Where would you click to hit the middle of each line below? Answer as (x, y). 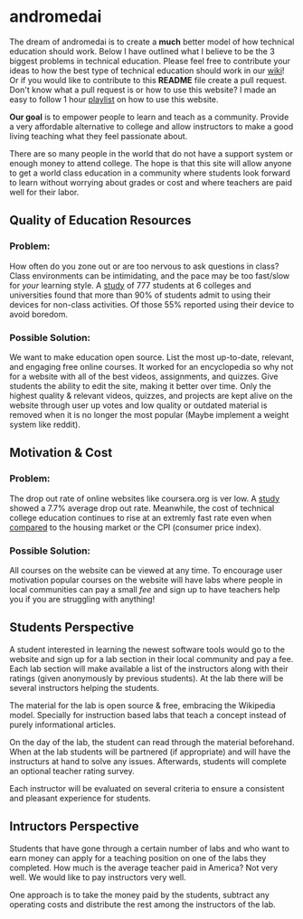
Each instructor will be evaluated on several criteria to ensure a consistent (147, 788)
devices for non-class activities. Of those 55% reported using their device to (152, 304)
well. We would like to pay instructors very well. (98, 877)
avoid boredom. (38, 314)
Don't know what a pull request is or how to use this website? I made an (143, 90)
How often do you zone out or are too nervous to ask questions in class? (144, 266)
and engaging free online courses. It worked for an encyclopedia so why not (151, 366)
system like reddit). (45, 424)
